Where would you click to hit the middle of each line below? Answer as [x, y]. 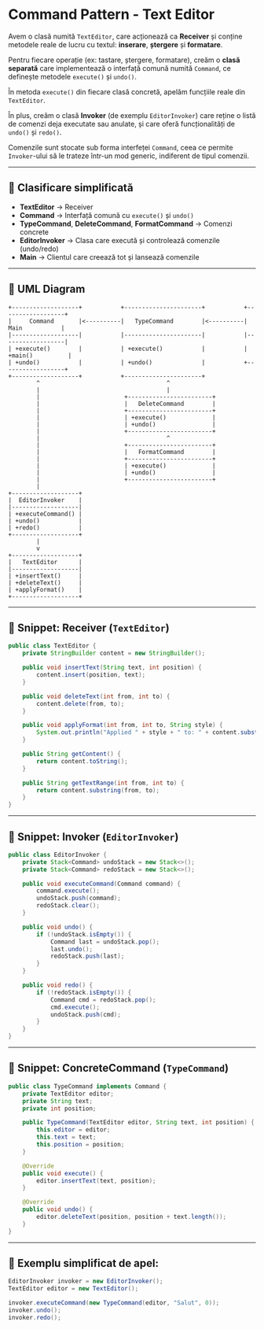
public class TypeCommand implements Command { [88, 1086]
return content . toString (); [82, 761]
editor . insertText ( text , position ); [96, 1181]
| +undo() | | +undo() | [107, 362]
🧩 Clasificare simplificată [71, 188]
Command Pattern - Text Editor [111, 15]
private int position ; [59, 1108]
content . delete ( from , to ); [81, 703]
